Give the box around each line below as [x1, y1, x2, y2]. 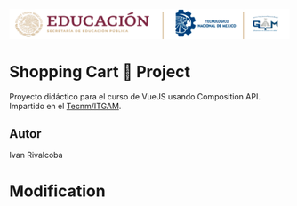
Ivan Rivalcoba [9, 150, 64, 161]
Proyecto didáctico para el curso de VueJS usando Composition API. [9, 91, 261, 101]
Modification [9, 181, 106, 201]
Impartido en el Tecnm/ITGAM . [9, 100, 122, 111]
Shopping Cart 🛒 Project [9, 61, 191, 82]
